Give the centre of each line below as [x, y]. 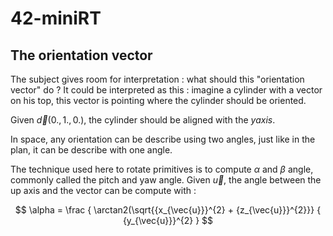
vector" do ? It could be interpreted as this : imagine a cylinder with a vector [166, 90]
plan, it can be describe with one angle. [91, 150]
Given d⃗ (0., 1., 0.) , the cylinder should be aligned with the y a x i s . [143, 120]
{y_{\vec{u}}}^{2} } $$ [168, 220]
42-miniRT [56, 18]
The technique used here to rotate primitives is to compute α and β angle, [162, 169]
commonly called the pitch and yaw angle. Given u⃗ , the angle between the [166, 180]
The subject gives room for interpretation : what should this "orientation [157, 79]
